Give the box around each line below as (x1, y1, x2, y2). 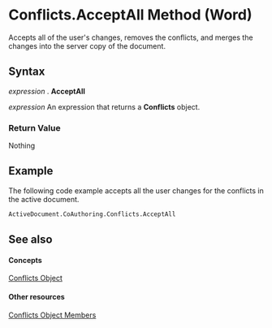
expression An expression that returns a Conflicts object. (8, 101, 201, 111)
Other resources (8, 291, 65, 301)
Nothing (8, 140, 36, 151)
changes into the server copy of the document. (8, 41, 166, 50)
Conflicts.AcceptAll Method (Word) (8, 6, 253, 24)
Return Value (8, 122, 61, 133)
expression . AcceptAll (8, 86, 85, 96)
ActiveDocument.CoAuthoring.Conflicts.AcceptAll (8, 209, 176, 218)
